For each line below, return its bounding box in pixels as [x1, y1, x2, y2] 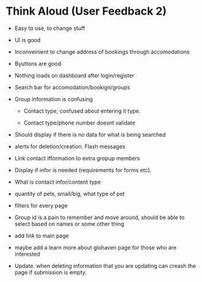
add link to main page [14, 232, 70, 239]
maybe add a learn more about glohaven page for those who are [14, 244, 177, 251]
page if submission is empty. [14, 269, 87, 276]
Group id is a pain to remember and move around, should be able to [14, 214, 185, 221]
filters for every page [14, 201, 68, 209]
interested [14, 250, 40, 258]
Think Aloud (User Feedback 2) [5, 4, 167, 18]
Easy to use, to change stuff [14, 24, 85, 32]
